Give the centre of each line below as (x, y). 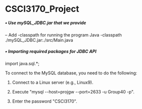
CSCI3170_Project (42, 9)
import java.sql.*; (22, 64)
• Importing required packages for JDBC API (51, 51)
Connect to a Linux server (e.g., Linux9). (53, 82)
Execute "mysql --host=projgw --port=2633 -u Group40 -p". (73, 92)
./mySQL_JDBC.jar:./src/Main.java (39, 40)
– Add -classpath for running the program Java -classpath (63, 35)
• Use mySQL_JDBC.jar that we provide (46, 22)
